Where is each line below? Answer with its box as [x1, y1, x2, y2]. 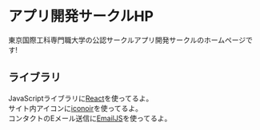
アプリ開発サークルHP [8, 7, 154, 26]
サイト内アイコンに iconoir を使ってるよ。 [8, 103, 142, 112]
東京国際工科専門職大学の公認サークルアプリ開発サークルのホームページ [8, 35, 246, 45]
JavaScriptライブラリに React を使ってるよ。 [8, 93, 154, 103]
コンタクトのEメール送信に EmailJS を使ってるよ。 [8, 113, 172, 123]
